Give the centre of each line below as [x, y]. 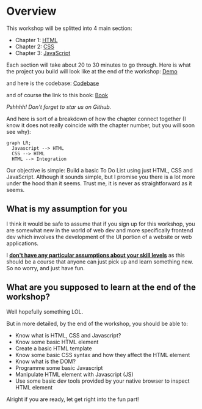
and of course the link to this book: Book [57, 95]
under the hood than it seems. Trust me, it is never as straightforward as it [99, 183]
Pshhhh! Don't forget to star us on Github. [59, 107]
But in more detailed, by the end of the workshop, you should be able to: [97, 323]
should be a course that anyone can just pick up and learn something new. [100, 262]
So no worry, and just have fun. [46, 268]
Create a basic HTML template [54, 348]
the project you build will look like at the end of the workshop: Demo [92, 71]
